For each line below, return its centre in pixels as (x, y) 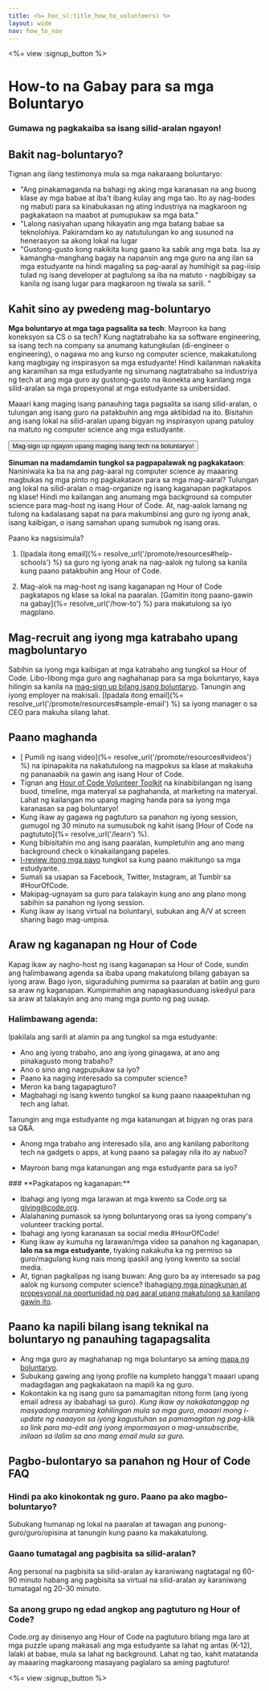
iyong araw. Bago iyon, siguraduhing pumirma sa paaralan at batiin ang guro (134, 981)
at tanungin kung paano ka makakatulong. (139, 1533)
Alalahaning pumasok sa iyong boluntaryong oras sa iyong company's (136, 1216)
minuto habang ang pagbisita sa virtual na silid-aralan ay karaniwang (132, 1580)
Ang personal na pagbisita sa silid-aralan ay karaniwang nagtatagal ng (124, 1571)
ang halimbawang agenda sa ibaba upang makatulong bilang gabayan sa (129, 973)
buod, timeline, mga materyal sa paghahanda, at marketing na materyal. (139, 791)
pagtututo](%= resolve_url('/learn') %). (85, 833)
